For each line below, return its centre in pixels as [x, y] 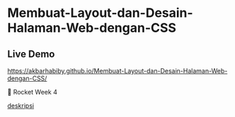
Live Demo [31, 54]
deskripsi [21, 106]
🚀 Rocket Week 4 [33, 92]
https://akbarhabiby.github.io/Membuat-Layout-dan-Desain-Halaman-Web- [117, 71]
